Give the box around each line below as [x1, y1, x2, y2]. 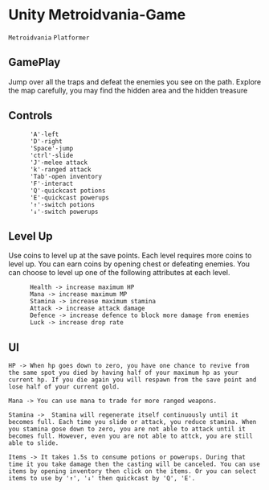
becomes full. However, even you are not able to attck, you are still [8, 432, 253, 440]
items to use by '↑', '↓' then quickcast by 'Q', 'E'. [8, 475, 196, 483]
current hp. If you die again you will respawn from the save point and [8, 376, 257, 384]
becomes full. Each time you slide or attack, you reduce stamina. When [8, 418, 257, 426]
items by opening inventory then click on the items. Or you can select [8, 467, 257, 476]
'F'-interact [29, 179, 74, 187]
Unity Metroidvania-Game [8, 6, 186, 24]
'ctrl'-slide [29, 151, 74, 159]
